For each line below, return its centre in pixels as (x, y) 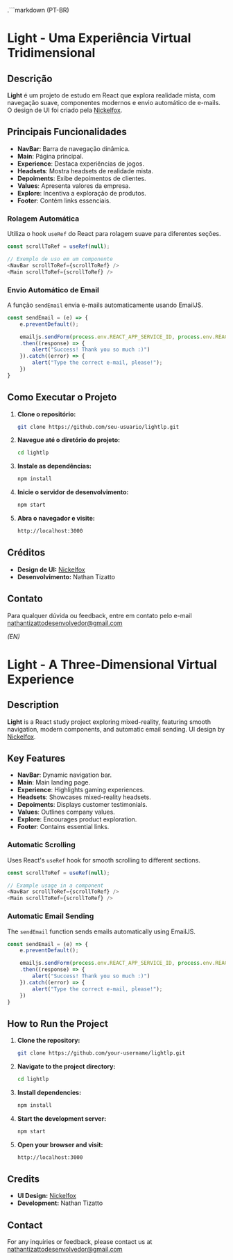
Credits (24, 1179)
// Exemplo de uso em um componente (60, 259)
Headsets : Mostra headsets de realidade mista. (85, 171)
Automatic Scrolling (42, 845)
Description (33, 705)
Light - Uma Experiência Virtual (99, 38)
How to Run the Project (58, 1024)
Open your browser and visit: (60, 1144)
